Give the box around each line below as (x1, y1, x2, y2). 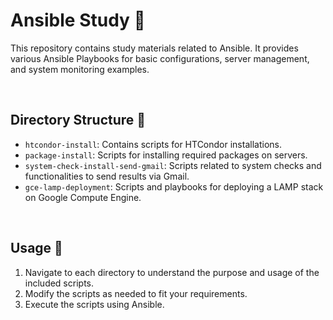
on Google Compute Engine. (24, 191, 142, 203)
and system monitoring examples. (10, 63, 150, 75)
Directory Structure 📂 (10, 112, 147, 129)
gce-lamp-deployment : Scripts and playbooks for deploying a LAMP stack (24, 180, 324, 193)
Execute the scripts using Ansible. (24, 298, 165, 310)
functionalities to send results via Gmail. (24, 170, 190, 182)
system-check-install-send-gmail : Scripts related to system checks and (24, 159, 322, 171)
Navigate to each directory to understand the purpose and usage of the (24, 266, 320, 278)
